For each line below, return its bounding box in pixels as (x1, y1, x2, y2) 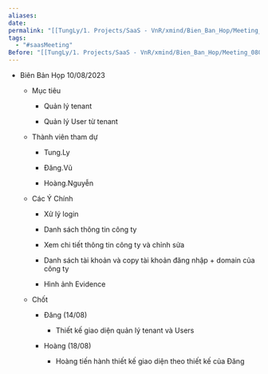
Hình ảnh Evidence (43, 279, 106, 289)
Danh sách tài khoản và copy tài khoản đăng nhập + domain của (43, 255, 255, 265)
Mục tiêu (31, 86, 61, 95)
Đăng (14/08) (43, 310, 88, 319)
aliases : (8, 11, 37, 20)
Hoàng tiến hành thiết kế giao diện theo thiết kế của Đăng (55, 356, 245, 366)
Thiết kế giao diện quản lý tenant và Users (55, 325, 195, 335)
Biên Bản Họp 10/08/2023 (19, 71, 105, 80)
